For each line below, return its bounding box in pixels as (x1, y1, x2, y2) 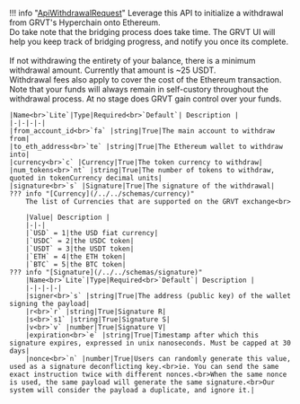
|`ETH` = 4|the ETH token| (25, 252, 127, 261)
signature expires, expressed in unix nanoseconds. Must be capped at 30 (9, 338, 292, 347)
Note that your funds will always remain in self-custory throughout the (9, 84, 269, 94)
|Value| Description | (25, 213, 110, 222)
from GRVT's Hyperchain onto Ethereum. (9, 17, 161, 28)
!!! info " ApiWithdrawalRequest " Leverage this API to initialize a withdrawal (9, 8, 284, 18)
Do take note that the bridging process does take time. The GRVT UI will (9, 27, 276, 37)
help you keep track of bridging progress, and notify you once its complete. (9, 36, 289, 47)
